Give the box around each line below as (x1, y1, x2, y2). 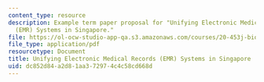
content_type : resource (8, 11, 86, 20)
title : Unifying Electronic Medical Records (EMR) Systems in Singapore (8, 55, 251, 63)
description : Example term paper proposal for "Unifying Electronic (8, 19, 237, 27)
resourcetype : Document (8, 48, 86, 55)
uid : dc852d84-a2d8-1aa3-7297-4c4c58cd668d (8, 62, 153, 70)
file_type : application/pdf (8, 41, 101, 48)
